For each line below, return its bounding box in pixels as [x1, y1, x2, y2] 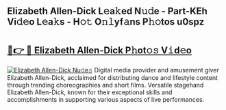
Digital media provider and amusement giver [94, 66, 219, 74]
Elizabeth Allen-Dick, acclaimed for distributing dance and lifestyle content [7, 74, 218, 81]
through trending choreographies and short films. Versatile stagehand [7, 81, 204, 89]
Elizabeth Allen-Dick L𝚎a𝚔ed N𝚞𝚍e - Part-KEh [7, 5, 208, 17]
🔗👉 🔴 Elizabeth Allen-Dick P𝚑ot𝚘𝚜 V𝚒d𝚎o [7, 44, 192, 56]
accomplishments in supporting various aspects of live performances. [7, 96, 205, 103]
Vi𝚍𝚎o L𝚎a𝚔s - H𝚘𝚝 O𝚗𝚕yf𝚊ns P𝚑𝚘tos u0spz [7, 16, 205, 28]
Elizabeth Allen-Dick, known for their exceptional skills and [7, 88, 173, 96]
